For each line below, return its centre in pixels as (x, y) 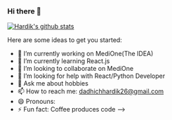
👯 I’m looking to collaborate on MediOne (75, 69)
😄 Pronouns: (37, 102)
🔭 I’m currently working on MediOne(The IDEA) (85, 54)
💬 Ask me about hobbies (53, 84)
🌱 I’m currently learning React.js (64, 61)
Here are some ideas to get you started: (65, 40)
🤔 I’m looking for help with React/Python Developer (91, 76)
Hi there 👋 (25, 11)
